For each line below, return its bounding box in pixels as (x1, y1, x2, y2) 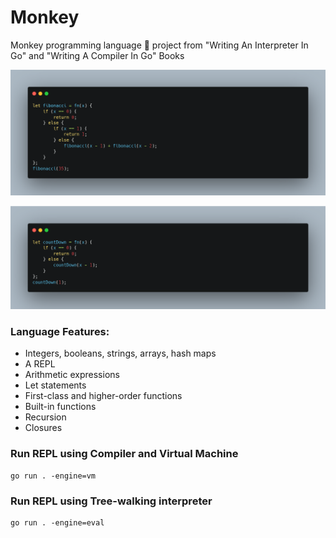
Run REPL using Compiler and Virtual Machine (10, 447, 239, 461)
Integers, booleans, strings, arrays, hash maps (24, 347, 217, 360)
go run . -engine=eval (10, 518, 105, 528)
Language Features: (10, 325, 110, 339)
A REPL (24, 358, 56, 370)
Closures (24, 422, 63, 434)
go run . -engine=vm (10, 471, 97, 481)
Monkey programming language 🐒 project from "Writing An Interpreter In (10, 39, 309, 51)
